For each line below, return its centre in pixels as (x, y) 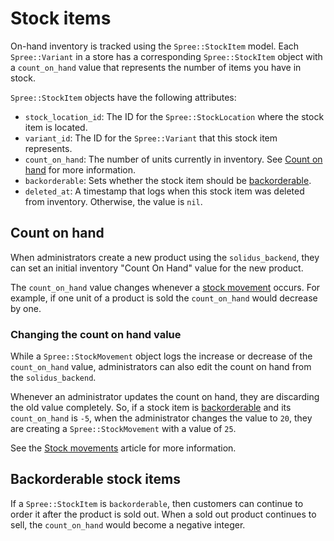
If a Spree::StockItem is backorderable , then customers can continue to (157, 503)
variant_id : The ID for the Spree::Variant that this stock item (151, 138)
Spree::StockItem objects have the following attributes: (123, 97)
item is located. (56, 127)
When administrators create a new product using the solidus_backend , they (165, 257)
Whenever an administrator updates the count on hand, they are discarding (165, 397)
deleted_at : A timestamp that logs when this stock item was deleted (164, 191)
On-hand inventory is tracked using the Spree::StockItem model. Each (155, 46)
